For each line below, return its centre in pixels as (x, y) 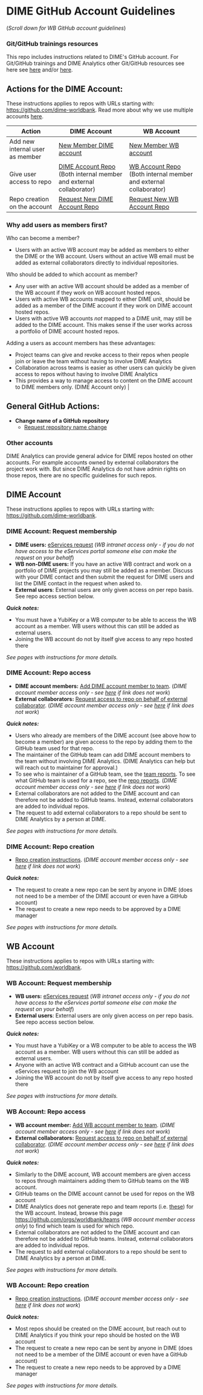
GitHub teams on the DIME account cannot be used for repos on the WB (105, 1194)
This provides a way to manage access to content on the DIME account (104, 381)
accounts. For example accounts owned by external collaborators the (92, 463)
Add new (22, 142)
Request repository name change (66, 427)
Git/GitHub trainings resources (52, 44)
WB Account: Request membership (59, 983)
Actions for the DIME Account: (65, 89)
